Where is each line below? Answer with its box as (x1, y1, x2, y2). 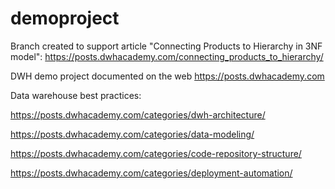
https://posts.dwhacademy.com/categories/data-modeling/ (10, 128, 255, 140)
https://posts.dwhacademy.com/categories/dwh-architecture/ (10, 108, 266, 121)
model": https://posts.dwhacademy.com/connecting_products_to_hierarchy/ (10, 50, 324, 62)
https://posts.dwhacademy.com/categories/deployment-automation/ (10, 167, 293, 179)
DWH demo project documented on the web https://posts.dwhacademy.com (10, 70, 325, 82)
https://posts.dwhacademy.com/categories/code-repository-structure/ (10, 147, 302, 159)
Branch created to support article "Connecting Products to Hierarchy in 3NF (10, 40, 323, 52)
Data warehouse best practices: (10, 89, 142, 101)
